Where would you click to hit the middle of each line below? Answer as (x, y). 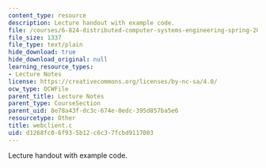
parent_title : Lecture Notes (56, 96)
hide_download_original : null (58, 60)
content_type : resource (47, 15)
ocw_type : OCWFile (38, 89)
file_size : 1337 (35, 37)
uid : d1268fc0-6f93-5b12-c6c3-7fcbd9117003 (81, 133)
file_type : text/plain (46, 45)
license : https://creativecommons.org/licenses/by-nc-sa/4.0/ (113, 81)
